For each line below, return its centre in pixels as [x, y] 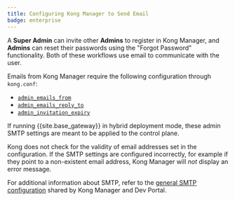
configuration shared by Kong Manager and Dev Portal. [87, 190]
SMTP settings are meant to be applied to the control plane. [93, 133]
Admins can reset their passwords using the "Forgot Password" [100, 48]
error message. [29, 169]
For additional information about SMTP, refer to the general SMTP [102, 182]
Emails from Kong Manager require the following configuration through [109, 76]
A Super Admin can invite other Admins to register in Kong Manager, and [113, 40]
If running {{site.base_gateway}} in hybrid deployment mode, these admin [114, 125]
